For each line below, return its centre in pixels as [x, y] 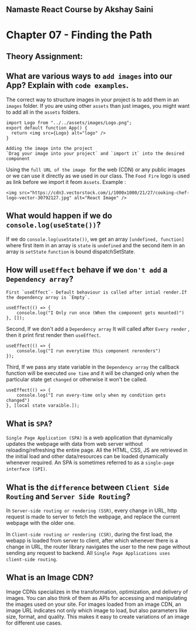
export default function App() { [47, 128]
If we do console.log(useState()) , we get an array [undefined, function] [95, 239]
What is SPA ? [29, 423]
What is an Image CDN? [50, 577]
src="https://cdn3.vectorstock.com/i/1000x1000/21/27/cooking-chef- [104, 193]
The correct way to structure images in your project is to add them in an [93, 100]
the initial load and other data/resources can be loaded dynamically [87, 456]
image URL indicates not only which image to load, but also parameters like [97, 610]
